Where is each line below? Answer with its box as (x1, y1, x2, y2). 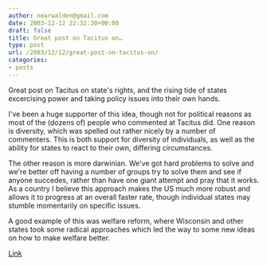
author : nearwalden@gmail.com (8, 11, 109, 20)
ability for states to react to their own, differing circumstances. (8, 142, 214, 152)
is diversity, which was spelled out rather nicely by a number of (8, 126, 217, 135)
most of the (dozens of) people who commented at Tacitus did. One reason (8, 117, 256, 127)
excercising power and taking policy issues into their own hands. (8, 93, 221, 103)
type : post (8, 41, 45, 49)
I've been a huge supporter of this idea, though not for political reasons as (8, 109, 253, 119)
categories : (8, 57, 48, 64)
